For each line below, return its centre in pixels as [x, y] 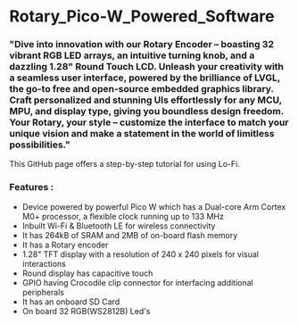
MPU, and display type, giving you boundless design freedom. [146, 112]
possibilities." [40, 145]
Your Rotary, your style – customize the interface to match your [149, 122]
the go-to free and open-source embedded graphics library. [141, 89]
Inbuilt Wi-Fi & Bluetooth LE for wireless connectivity [119, 226]
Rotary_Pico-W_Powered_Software [142, 17]
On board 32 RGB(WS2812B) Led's [86, 311]
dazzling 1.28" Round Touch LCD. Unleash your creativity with [146, 67]
